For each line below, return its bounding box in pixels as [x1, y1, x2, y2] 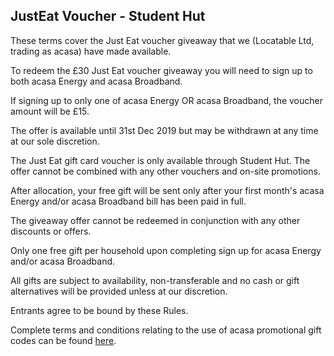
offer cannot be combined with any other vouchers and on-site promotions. [10, 165, 321, 177]
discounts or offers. [10, 225, 92, 237]
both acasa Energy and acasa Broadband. [10, 75, 183, 87]
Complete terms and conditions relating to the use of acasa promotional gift [10, 324, 322, 336]
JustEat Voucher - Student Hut [10, 8, 206, 25]
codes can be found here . [10, 334, 117, 346]
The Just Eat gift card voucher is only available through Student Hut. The [10, 154, 311, 166]
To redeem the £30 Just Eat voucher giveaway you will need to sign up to [10, 64, 313, 76]
